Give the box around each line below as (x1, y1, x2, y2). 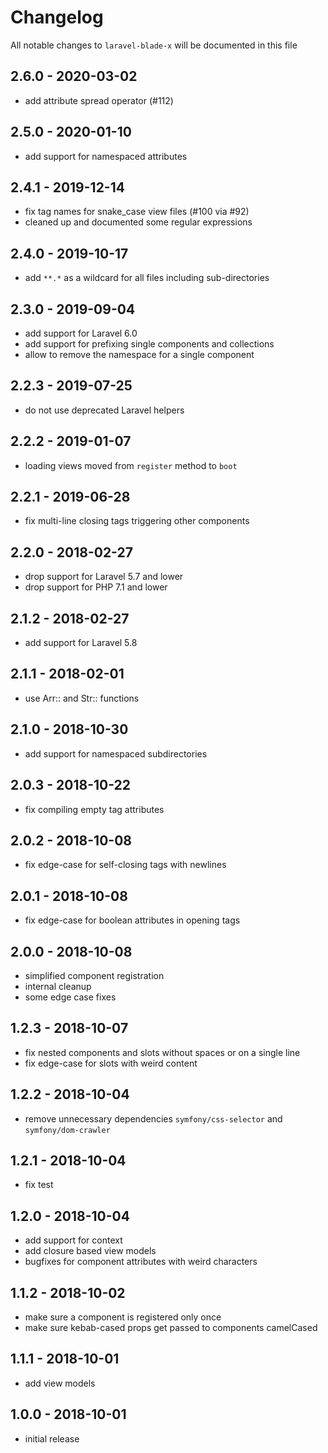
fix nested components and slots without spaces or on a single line (24, 1046, 301, 1058)
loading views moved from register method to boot (24, 459, 238, 471)
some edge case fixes (24, 991, 117, 1003)
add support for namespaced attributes (24, 150, 188, 162)
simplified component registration (24, 969, 165, 981)
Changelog (10, 6, 104, 29)
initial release (24, 1432, 80, 1445)
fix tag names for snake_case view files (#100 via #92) (24, 206, 250, 218)
